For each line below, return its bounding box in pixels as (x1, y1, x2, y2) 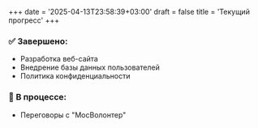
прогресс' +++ (8, 15, 59, 25)
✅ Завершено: (8, 36, 68, 47)
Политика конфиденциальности (19, 71, 131, 81)
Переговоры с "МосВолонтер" (19, 109, 127, 120)
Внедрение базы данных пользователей (19, 62, 160, 72)
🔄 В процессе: (8, 92, 67, 103)
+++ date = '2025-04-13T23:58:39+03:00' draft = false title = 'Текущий (8, 7, 250, 16)
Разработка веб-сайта (19, 54, 99, 64)
